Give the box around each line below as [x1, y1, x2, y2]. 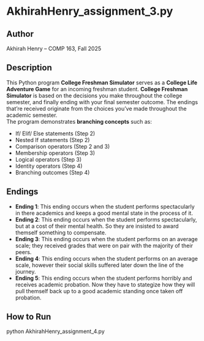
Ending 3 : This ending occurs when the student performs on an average [15, 235, 198, 242]
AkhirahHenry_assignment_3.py [6, 4, 173, 18]
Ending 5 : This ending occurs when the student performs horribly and [15, 274, 192, 282]
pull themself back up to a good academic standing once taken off [15, 287, 183, 294]
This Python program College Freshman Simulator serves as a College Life [6, 78, 198, 86]
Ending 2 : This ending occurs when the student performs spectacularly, [15, 215, 197, 223]
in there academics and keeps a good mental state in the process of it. [15, 209, 193, 217]
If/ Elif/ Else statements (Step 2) [15, 130, 96, 137]
